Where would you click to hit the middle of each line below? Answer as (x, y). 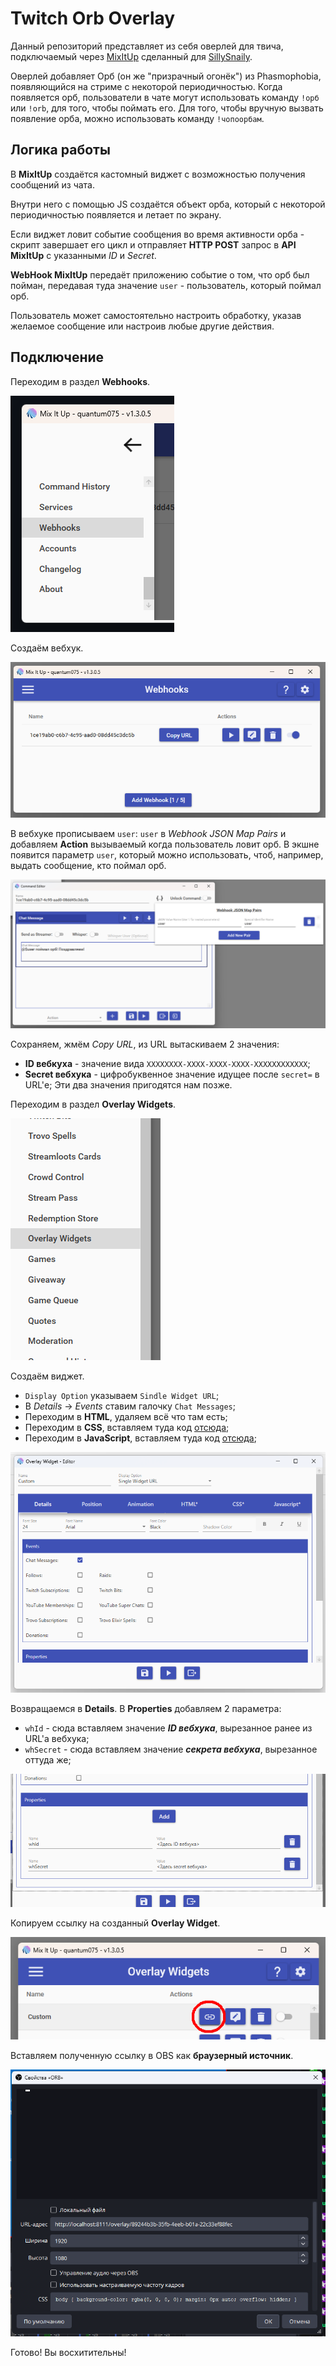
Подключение (57, 357)
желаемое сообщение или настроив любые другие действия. (142, 326)
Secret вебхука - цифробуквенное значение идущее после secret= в (172, 1074)
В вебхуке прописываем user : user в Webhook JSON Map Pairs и (148, 833)
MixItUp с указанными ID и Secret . (83, 255)
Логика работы (60, 150)
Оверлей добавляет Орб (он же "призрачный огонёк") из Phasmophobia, (166, 76)
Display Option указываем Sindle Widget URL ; (122, 1396)
